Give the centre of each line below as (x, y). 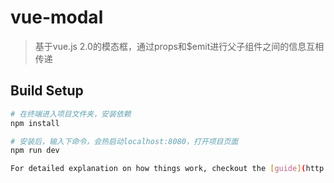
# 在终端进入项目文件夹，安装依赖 (71, 114)
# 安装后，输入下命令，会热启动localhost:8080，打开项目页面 (124, 141)
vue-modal (57, 17)
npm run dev (35, 151)
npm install (35, 123)
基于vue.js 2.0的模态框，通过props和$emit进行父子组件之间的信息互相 (179, 46)
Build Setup (47, 91)
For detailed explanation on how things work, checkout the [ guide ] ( (158, 169)
